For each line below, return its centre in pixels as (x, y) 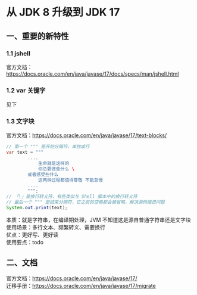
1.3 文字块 (20, 122)
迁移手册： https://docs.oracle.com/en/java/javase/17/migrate (81, 285)
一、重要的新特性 (37, 36)
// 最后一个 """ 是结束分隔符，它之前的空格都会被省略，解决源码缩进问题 (85, 202)
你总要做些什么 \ (56, 169)
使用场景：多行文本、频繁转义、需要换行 (56, 227)
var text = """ (25, 153)
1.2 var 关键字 (26, 90)
